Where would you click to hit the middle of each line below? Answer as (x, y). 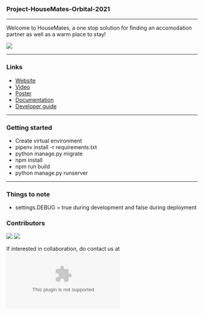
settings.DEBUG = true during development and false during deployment (106, 207)
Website (25, 80)
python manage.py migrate (49, 153)
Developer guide (36, 106)
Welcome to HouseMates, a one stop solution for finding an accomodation (99, 28)
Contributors (26, 223)
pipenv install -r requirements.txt (56, 147)
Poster (23, 93)
